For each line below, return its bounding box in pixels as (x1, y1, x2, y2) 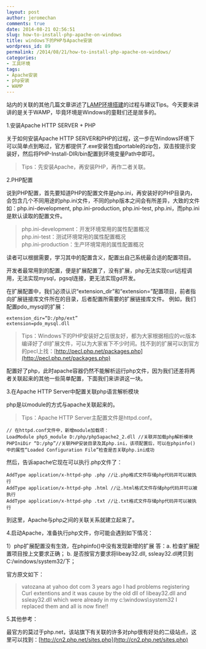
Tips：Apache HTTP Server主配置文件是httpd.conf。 (21, 414, 156, 421)
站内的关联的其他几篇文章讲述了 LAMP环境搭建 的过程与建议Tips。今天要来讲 (6, 101, 199, 108)
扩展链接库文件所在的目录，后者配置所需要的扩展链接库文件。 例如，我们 (11, 296, 196, 302)
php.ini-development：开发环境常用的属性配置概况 (21, 226, 150, 232)
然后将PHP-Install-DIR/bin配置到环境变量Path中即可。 (22, 150, 158, 157)
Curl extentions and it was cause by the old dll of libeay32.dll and (21, 589, 187, 597)
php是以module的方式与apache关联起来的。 (6, 401, 118, 408)
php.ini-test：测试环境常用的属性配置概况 (21, 233, 126, 240)
